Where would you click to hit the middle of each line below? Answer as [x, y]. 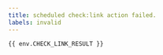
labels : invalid [35, 22]
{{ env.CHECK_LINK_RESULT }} [56, 43]
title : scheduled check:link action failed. [82, 15]
